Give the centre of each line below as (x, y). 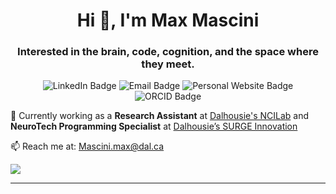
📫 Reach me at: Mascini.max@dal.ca (87, 146)
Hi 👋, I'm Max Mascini (168, 20)
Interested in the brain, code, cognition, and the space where (168, 52)
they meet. (168, 64)
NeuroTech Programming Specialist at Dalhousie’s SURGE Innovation (154, 126)
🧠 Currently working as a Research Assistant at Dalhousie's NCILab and (160, 116)
